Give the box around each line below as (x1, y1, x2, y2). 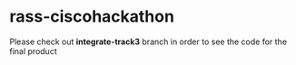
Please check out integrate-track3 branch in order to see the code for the (9, 36, 288, 47)
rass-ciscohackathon (9, 6, 175, 27)
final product (9, 45, 57, 56)
